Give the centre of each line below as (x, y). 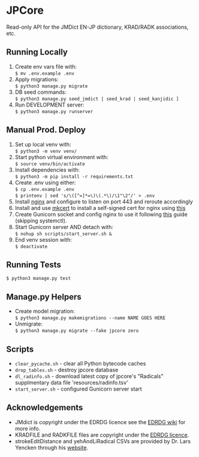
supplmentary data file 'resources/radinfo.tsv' (72, 383)
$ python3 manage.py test (38, 279)
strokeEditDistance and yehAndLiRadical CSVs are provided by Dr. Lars (102, 441)
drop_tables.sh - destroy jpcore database (67, 370)
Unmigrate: (29, 324)
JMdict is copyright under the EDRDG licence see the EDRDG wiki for (100, 422)
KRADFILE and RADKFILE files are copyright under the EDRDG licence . (102, 435)
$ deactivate (31, 246)
